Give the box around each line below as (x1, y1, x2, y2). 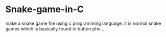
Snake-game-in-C (5, 4, 84, 15)
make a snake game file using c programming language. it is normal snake (5, 20, 161, 26)
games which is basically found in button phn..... (5, 25, 107, 31)
